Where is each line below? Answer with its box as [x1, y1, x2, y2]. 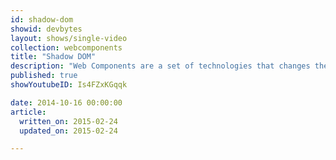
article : [10, 107, 47, 117]
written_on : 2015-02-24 [19, 116, 118, 126]
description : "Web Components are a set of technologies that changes [10, 61, 311, 71]
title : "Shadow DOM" [10, 52, 97, 62]
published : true [10, 71, 78, 81]
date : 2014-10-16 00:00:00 [10, 97, 123, 108]
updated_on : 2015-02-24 [19, 126, 118, 136]
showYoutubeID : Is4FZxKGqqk [10, 80, 128, 90]
